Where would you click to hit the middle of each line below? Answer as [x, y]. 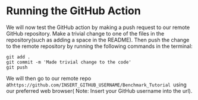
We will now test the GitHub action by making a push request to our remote [98, 27]
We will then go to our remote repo [49, 78]
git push [17, 67]
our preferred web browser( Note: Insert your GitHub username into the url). [99, 91]
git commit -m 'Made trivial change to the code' [69, 62]
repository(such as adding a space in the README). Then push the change [98, 40]
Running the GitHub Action [73, 11]
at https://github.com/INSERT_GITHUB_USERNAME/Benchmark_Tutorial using [97, 85]
